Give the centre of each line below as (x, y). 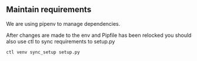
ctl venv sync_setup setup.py (43, 52)
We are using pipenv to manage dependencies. (63, 23)
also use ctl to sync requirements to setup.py (61, 41)
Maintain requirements (49, 10)
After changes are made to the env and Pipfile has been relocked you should (99, 35)
